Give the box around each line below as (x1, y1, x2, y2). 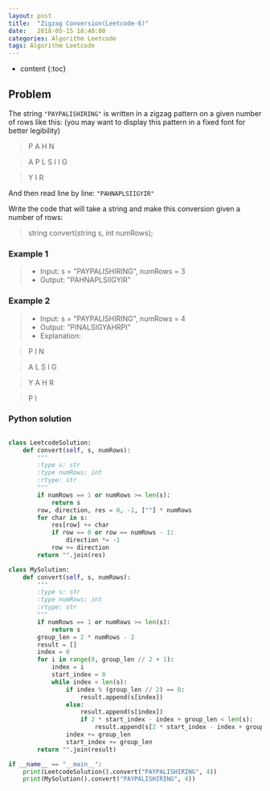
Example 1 (8, 248, 49, 259)
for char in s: (37, 514, 88, 522)
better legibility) (8, 126, 61, 135)
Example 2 (8, 295, 51, 306)
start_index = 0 (51, 671, 106, 679)
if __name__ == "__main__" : (8, 760, 103, 768)
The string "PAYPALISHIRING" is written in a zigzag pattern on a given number (8, 108, 262, 118)
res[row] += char (51, 521, 110, 529)
